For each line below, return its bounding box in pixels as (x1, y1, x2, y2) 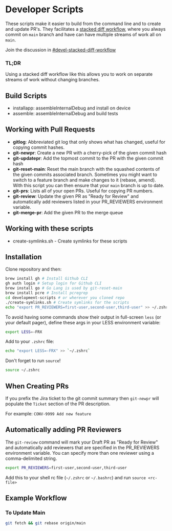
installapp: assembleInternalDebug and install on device (12, 105, 131, 111)
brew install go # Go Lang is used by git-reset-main (5, 285, 123, 291)
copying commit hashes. (12, 144, 65, 150)
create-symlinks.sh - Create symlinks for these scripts (12, 238, 127, 244)
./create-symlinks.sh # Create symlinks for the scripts (5, 300, 130, 305)
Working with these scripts (5, 224, 94, 233)
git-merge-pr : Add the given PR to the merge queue (12, 209, 123, 215)
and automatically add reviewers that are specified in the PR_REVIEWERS (5, 444, 160, 451)
